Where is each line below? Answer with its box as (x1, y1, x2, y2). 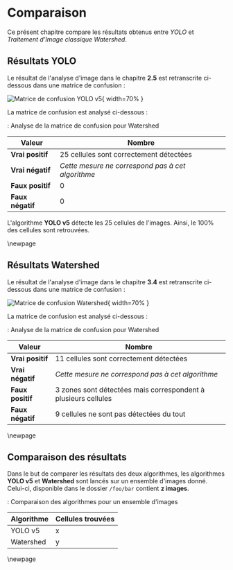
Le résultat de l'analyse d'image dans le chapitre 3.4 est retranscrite (7, 277, 202, 286)
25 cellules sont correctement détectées (60, 149, 192, 159)
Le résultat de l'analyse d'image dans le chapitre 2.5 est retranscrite (7, 74, 202, 82)
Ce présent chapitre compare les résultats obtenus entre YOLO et (7, 28, 194, 36)
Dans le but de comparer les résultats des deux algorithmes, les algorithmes (7, 469, 225, 478)
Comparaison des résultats (7, 451, 127, 463)
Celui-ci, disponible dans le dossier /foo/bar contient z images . (7, 484, 189, 493)
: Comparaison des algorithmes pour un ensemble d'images (7, 498, 178, 506)
